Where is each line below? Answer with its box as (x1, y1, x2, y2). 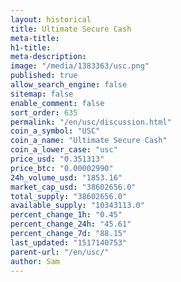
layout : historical (10, 14, 92, 25)
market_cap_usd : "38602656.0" (10, 182, 137, 192)
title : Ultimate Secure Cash (10, 24, 132, 34)
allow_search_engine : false (10, 80, 128, 90)
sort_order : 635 (10, 107, 78, 118)
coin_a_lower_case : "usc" (10, 145, 118, 155)
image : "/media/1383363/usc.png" (10, 61, 150, 71)
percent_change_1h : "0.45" (10, 210, 123, 220)
